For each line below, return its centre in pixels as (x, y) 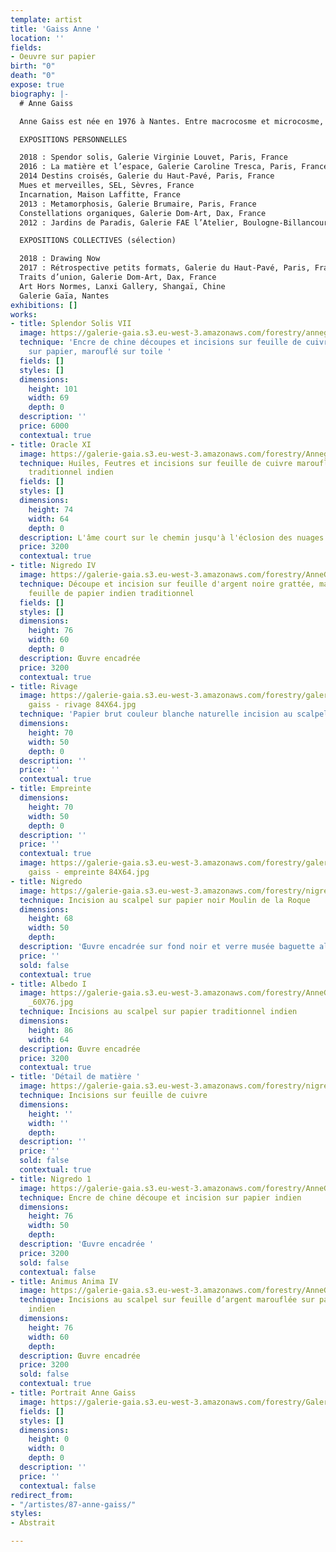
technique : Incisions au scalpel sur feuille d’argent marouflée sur (167, 1300)
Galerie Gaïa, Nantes (64, 296)
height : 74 (51, 509)
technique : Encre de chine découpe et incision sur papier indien (160, 1197)
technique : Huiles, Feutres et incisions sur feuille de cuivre (156, 463)
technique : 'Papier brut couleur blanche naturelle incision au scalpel (174, 714)
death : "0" (33, 76)
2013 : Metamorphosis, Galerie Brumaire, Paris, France (138, 204)
